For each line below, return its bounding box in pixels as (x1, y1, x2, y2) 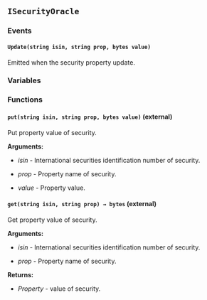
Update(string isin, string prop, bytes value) (7, 43, 152, 50)
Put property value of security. (7, 128, 97, 136)
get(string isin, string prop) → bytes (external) (7, 200, 157, 208)
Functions (7, 95, 43, 105)
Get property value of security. (7, 215, 97, 224)
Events (7, 26, 32, 36)
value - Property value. (17, 183, 85, 192)
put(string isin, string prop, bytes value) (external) (7, 112, 173, 121)
